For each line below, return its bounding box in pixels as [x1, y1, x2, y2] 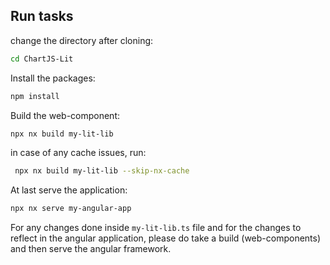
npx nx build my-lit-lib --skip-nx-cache [14, 166, 190, 176]
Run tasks [10, 8, 74, 25]
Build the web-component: [10, 109, 121, 121]
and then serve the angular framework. [10, 243, 172, 255]
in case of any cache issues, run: [10, 147, 147, 159]
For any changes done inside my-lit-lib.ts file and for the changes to [10, 222, 302, 234]
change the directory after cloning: [10, 34, 154, 46]
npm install [10, 91, 60, 101]
